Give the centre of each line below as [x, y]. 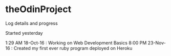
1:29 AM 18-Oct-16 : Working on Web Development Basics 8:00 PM [76, 43]
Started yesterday [24, 33]
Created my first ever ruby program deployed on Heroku [73, 48]
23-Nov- [157, 43]
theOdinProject [38, 9]
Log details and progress [31, 23]
